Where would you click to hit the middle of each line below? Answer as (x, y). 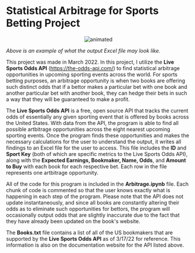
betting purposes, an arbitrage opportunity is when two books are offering (96, 81)
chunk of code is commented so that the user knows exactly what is (88, 190)
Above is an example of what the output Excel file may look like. (83, 50)
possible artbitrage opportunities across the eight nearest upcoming (88, 129)
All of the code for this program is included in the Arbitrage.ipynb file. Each (97, 184)
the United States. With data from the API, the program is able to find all (92, 123)
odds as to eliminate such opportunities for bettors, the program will (88, 209)
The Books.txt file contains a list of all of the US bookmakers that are (90, 233)
